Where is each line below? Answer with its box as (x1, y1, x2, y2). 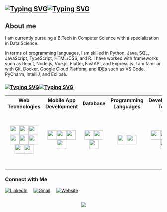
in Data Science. (5, 40, 39, 46)
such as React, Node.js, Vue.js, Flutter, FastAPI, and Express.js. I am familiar (5, 61, 161, 67)
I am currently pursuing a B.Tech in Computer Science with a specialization (5, 35, 159, 41)
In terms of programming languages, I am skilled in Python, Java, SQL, (5, 50, 149, 56)
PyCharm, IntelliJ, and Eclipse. (5, 71, 68, 77)
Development (45, 103, 78, 110)
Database (83, 100, 106, 107)
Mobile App (47, 97, 76, 104)
